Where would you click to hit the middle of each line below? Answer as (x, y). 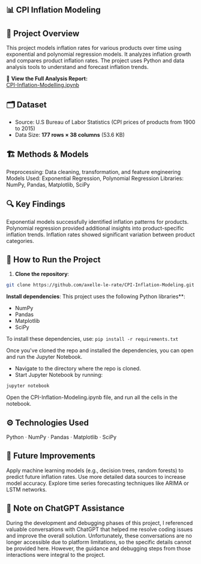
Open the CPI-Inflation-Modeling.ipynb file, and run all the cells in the (92, 397)
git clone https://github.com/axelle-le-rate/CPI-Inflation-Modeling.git (100, 285)
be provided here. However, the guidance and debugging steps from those (98, 548)
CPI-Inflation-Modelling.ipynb (43, 85)
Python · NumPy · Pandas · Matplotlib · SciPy (61, 437)
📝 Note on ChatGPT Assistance (65, 508)
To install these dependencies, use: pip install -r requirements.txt (92, 339)
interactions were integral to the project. (56, 554)
